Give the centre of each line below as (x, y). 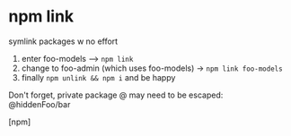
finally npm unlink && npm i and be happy (98, 77)
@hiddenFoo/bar (40, 104)
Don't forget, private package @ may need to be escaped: (116, 95)
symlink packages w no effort (63, 41)
